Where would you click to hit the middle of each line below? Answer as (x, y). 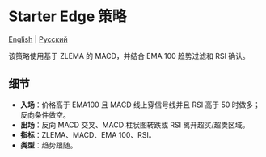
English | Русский (38, 39)
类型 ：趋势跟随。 (49, 145)
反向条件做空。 (45, 114)
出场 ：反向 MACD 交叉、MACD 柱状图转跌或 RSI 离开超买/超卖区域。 (135, 125)
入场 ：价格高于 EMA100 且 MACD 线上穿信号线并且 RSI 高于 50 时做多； (140, 105)
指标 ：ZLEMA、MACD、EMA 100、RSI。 (88, 134)
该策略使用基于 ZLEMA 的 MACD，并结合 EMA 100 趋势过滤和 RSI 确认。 (129, 56)
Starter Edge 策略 (68, 17)
